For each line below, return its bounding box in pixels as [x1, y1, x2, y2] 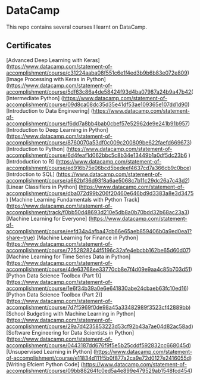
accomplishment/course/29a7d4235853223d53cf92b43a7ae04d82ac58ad [6, 323, 192, 330]
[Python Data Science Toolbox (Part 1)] [6, 272, 102, 279]
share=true [6, 234, 34, 241]
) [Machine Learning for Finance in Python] [33, 234, 139, 241]
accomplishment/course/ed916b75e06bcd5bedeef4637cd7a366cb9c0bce [6, 164, 189, 171]
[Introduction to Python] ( [6, 145, 68, 152]
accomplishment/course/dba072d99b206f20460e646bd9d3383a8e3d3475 [6, 189, 194, 197]
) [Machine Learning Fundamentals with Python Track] [6, 196, 140, 203]
